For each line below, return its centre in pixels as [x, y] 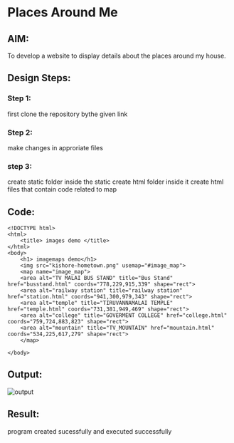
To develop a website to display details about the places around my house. [117, 56]
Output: [25, 375]
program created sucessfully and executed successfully [90, 431]
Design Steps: [39, 78]
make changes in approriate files [55, 147]
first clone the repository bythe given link [68, 114]
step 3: [20, 166]
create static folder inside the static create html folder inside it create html [116, 182]
